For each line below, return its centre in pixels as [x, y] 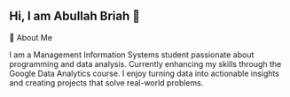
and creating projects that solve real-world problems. [106, 82]
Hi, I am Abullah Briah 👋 [74, 16]
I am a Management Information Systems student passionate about [132, 55]
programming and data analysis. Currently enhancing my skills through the [145, 63]
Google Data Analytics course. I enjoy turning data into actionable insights [144, 73]
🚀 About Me [31, 37]
